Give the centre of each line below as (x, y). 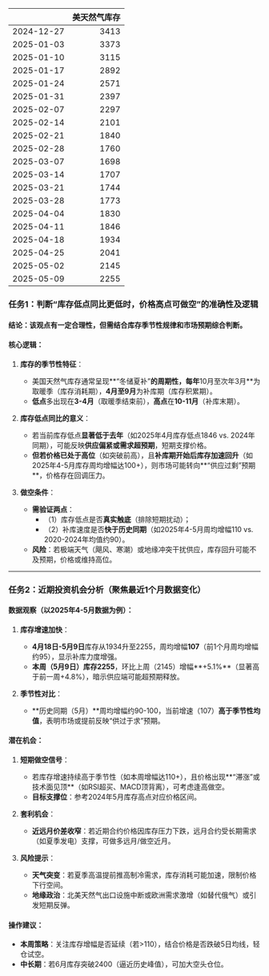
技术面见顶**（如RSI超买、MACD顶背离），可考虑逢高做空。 (130, 787)
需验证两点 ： (53, 509)
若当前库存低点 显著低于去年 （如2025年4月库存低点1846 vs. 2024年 (143, 435)
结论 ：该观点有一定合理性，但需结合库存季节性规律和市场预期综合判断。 (127, 325)
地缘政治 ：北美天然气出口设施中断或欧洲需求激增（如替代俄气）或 (141, 895)
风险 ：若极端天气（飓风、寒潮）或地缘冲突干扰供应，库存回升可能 (141, 549)
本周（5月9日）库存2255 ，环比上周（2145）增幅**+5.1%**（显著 (142, 666)
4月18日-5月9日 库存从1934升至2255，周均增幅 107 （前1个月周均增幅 (145, 646)
